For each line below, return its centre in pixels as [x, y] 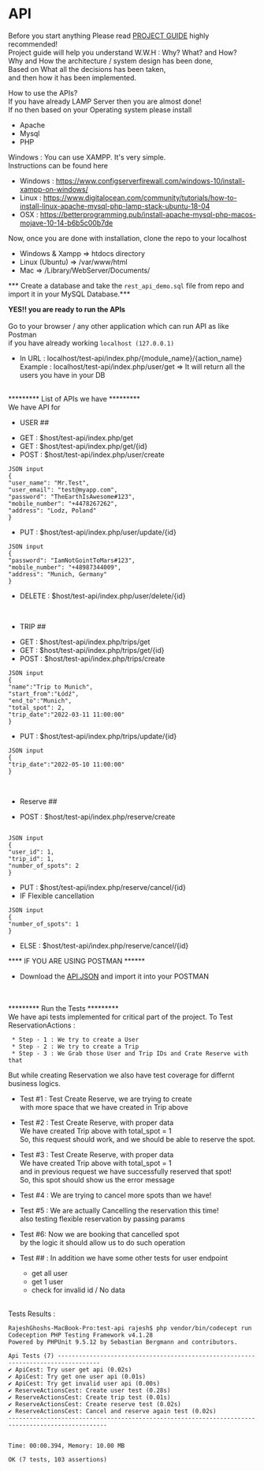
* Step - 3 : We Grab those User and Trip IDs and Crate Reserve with [130, 1053]
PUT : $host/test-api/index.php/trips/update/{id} [98, 736]
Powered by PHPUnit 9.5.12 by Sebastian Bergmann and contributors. [123, 1342]
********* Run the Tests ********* [63, 1008]
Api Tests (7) [32, 1356]
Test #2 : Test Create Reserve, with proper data [97, 1122]
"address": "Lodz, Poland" [52, 511]
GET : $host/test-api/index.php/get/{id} [84, 446]
